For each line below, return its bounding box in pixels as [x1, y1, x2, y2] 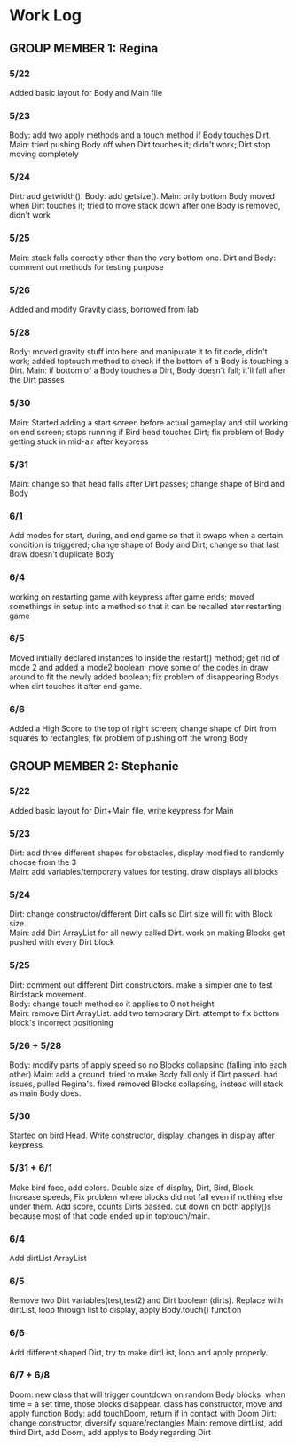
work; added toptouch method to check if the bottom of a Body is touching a [9, 356, 289, 367]
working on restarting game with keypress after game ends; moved [9, 592, 254, 602]
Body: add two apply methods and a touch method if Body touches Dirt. [9, 130, 272, 140]
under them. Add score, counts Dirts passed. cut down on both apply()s [9, 1201, 272, 1212]
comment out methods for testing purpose [9, 261, 164, 272]
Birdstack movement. [9, 989, 87, 999]
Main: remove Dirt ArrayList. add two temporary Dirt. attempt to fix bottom [9, 1007, 280, 1018]
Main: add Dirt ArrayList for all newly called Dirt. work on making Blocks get [9, 927, 285, 938]
